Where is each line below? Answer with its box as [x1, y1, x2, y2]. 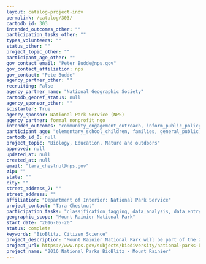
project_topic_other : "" [6, 49, 70, 55]
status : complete [6, 225, 51, 232]
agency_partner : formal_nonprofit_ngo [6, 117, 105, 123]
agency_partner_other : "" [6, 77, 72, 83]
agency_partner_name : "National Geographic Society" [6, 89, 144, 95]
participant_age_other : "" [6, 55, 75, 61]
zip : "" [6, 168, 26, 175]
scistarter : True [6, 105, 51, 112]
